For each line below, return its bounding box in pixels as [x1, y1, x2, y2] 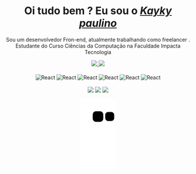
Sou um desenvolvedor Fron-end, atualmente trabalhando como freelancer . [6, 36, 190, 43]
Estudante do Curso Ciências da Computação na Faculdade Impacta [15, 42, 181, 49]
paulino [79, 16, 117, 30]
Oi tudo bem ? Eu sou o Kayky [23, 4, 172, 18]
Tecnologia [84, 48, 112, 55]
